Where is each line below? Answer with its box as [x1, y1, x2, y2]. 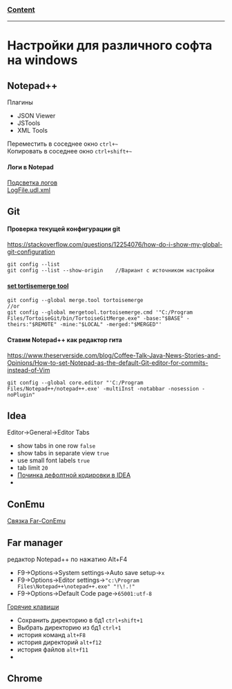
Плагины [7, 98, 33, 106]
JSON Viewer [17, 112, 56, 120]
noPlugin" [7, 391, 36, 398]
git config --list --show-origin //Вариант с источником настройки [7, 267, 215, 274]
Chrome [7, 672, 43, 685]
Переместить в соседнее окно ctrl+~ [7, 140, 119, 148]
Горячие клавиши [7, 603, 59, 611]
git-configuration [7, 247, 55, 256]
